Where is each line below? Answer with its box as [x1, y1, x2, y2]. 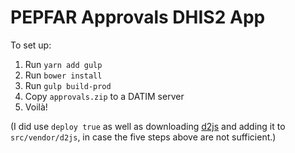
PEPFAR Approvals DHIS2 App [10, 6, 266, 29]
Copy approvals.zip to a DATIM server [24, 90, 185, 102]
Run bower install [24, 69, 103, 81]
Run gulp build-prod [24, 79, 112, 91]
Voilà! [24, 101, 48, 113]
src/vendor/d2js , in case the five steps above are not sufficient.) [10, 131, 277, 143]
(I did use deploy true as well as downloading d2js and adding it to [10, 120, 286, 132]
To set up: [10, 39, 52, 51]
